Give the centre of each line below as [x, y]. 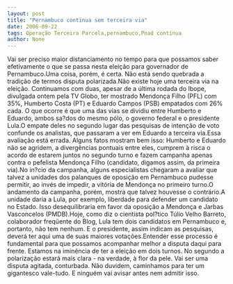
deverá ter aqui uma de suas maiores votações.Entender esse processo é [112, 236]
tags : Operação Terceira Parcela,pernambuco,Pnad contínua [95, 33]
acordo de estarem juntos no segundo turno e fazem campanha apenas [110, 155]
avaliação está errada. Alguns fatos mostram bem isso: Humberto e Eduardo [116, 140]
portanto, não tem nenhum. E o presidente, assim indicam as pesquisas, [110, 229]
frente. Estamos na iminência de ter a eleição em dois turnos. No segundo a [116, 251]
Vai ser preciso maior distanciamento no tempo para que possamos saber [113, 59]
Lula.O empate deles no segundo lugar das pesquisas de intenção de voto [113, 126]
